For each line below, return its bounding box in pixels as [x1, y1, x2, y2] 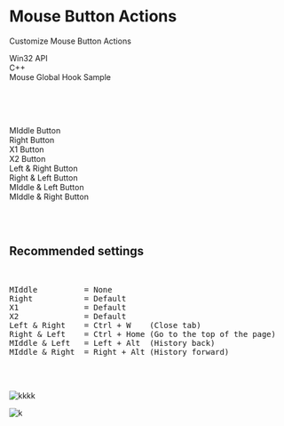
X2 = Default [9, 311, 127, 321]
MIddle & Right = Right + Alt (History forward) [9, 347, 230, 357]
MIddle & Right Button [9, 191, 89, 202]
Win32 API [9, 52, 48, 63]
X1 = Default [9, 302, 127, 312]
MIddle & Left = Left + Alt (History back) [9, 338, 216, 348]
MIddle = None [9, 285, 113, 294]
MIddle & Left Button [9, 181, 84, 192]
